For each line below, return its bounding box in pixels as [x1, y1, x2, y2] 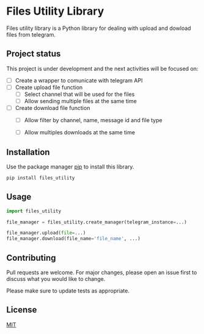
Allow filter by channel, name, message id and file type [24, 117, 163, 124]
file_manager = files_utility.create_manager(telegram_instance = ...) [6, 219, 188, 225]
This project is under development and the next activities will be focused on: [6, 65, 199, 72]
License [6, 305, 37, 315]
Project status [6, 49, 61, 59]
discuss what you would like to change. [6, 275, 106, 282]
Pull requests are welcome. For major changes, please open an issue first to [6, 269, 197, 276]
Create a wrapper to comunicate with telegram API [15, 76, 143, 84]
